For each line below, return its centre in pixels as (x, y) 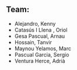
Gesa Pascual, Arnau (40, 36)
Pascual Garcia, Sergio (42, 54)
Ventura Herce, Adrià (40, 61)
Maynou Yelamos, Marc (43, 48)
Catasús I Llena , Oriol (41, 30)
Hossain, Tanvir (33, 42)
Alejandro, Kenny (35, 23)
